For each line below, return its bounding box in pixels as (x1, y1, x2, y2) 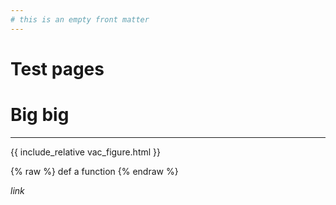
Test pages (10, 57, 105, 80)
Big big (10, 104, 70, 126)
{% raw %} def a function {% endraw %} (10, 165, 179, 177)
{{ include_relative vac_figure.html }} (10, 146, 162, 158)
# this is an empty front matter (10, 14, 150, 25)
